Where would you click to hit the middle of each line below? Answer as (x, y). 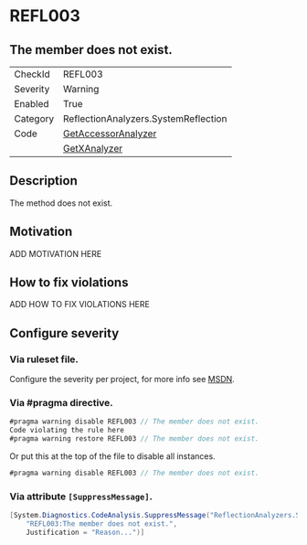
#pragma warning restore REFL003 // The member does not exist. (134, 439)
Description (43, 181)
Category (34, 118)
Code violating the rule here (67, 431)
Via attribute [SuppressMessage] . (81, 497)
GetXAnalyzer (93, 149)
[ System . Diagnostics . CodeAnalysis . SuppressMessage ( (110, 516)
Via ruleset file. (44, 359)
